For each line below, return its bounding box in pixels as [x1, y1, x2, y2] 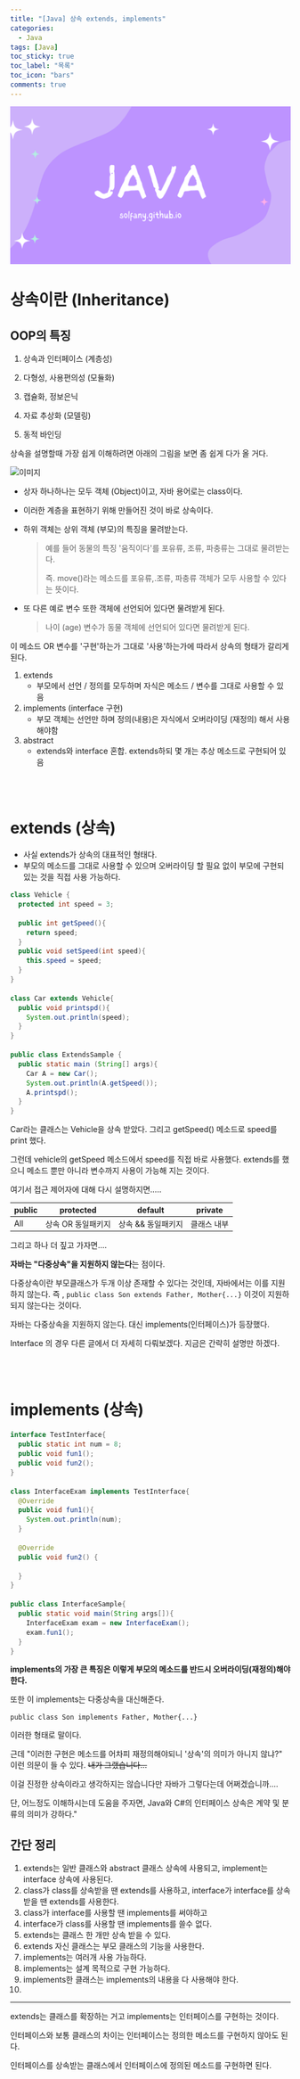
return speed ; [26, 928, 78, 937]
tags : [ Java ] [10, 43, 59, 52]
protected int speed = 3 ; [18, 900, 115, 909]
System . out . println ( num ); [26, 1516, 123, 1524]
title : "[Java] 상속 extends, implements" [10, 14, 166, 23]
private [196, 1204, 223, 1215]
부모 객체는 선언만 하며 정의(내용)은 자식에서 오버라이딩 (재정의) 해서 [36, 714, 274, 725]
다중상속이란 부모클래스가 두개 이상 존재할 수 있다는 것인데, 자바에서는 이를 [10, 1278, 270, 1288]
